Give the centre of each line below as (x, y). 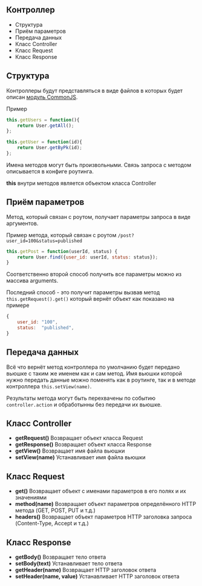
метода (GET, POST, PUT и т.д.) (55, 510)
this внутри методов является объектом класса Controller (81, 183)
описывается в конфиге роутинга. (50, 171)
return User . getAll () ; (46, 126)
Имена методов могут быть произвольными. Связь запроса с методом (99, 165)
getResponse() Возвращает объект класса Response (83, 445)
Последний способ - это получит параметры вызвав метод (83, 292)
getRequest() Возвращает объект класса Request (79, 438)
